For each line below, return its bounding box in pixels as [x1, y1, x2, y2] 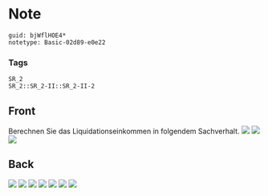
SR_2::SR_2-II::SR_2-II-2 [8, 82, 95, 91]
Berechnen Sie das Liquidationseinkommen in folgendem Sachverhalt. [8, 126, 240, 137]
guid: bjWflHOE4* [8, 31, 67, 39]
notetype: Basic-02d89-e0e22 [8, 38, 106, 47]
